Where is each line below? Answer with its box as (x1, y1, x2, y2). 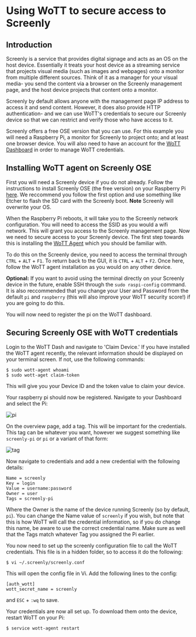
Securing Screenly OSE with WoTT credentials (6, 328, 178, 338)
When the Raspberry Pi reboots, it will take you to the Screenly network (6, 214, 178, 221)
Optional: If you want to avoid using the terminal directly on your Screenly (6, 275, 184, 282)
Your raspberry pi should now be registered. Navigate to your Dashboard (6, 393, 182, 401)
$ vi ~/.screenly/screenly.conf (6, 559, 85, 565)
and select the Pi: (6, 400, 48, 407)
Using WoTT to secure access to (6, 4, 167, 18)
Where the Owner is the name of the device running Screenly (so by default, (6, 506, 190, 513)
